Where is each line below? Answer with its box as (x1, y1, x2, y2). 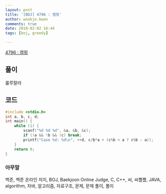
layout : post (5, 7, 33, 13)
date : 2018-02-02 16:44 (5, 26, 55, 31)
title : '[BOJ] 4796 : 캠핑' (5, 12, 62, 17)
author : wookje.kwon (5, 17, 49, 22)
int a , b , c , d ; (5, 114, 39, 119)
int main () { (5, 119, 33, 124)
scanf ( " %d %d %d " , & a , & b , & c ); (23, 128, 91, 133)
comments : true (5, 21, 37, 27)
